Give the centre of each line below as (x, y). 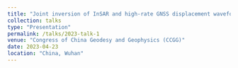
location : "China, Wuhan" (45, 54)
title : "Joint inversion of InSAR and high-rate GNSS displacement (109, 14)
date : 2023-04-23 (33, 47)
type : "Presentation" (39, 27)
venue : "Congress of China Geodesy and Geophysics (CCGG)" (96, 40)
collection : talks (34, 21)
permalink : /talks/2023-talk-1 (53, 34)
